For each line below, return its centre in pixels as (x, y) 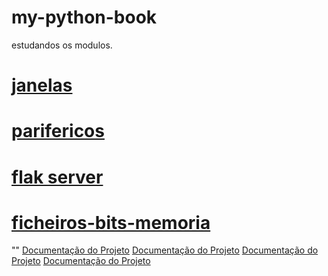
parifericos (58, 131)
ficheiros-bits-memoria (111, 222)
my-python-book (84, 17)
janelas (42, 85)
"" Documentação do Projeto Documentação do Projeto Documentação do (165, 250)
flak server (57, 177)
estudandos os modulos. (62, 45)
